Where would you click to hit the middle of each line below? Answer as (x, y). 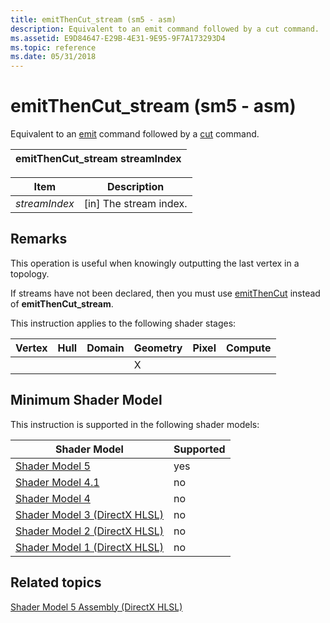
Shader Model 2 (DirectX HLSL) (90, 531)
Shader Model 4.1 (57, 482)
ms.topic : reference (53, 47)
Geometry (158, 348)
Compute (248, 348)
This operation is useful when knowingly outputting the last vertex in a (155, 263)
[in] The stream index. (135, 204)
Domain (105, 348)
